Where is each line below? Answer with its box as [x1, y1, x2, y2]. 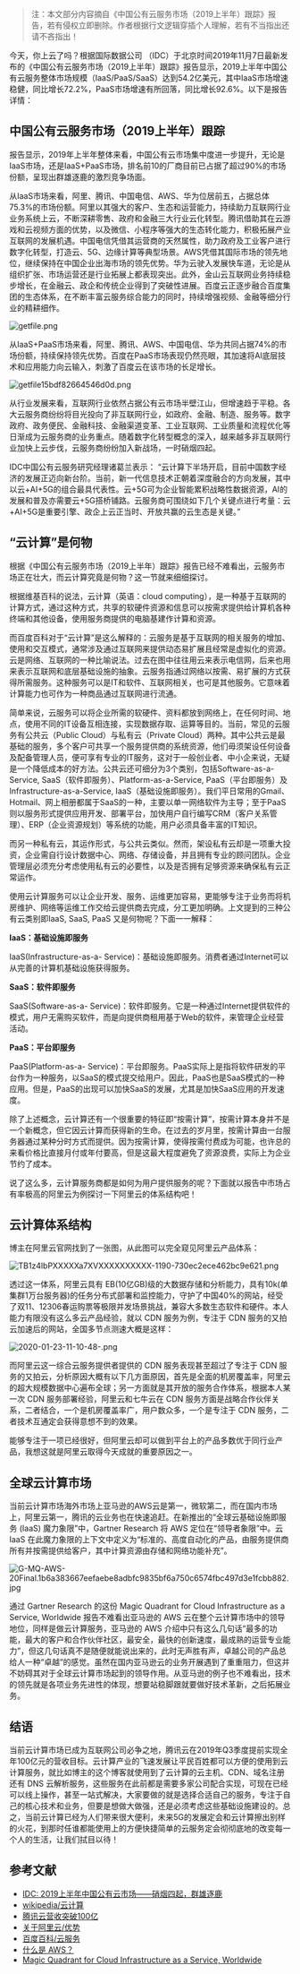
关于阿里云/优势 [21, 1921, 80, 1933]
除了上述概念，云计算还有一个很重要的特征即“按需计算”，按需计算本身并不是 [9, 1113, 290, 1124]
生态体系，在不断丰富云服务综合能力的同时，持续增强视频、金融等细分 [24, 291, 283, 302]
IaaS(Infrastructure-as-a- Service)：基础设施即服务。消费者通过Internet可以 [9, 951, 288, 962]
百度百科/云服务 [21, 1933, 80, 1944]
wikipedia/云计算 [21, 1899, 85, 1910]
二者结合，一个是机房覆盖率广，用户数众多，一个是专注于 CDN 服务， [24, 1405, 281, 1416]
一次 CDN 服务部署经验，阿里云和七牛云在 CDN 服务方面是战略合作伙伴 [9, 1394, 272, 1404]
